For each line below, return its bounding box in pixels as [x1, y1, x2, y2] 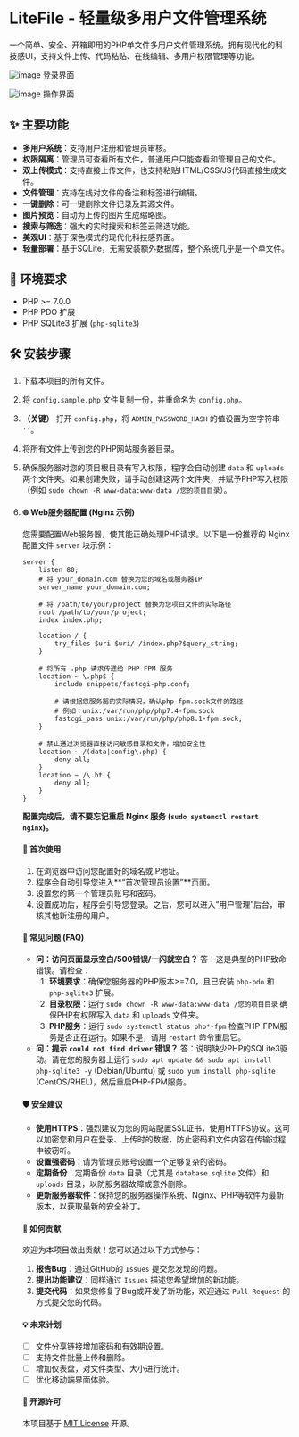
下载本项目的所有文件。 [21, 376, 109, 386]
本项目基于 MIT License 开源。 [21, 1418, 136, 1429]
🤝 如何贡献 [21, 1223, 62, 1233]
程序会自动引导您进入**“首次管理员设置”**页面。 [35, 876, 215, 887]
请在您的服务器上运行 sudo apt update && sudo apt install [51, 1054, 272, 1065]
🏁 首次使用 [21, 844, 62, 855]
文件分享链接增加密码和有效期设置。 [35, 1341, 170, 1351]
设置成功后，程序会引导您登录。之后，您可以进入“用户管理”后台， [35, 899, 278, 910]
